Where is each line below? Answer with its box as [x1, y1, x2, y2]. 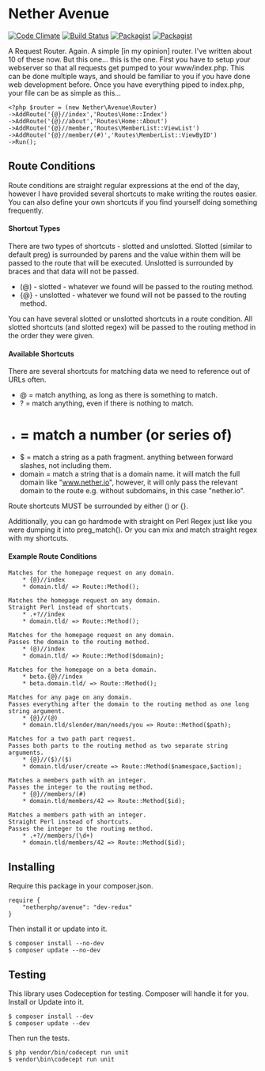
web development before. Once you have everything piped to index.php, [8, 80, 245, 89]
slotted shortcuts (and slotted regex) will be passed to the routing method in [8, 322, 256, 332]
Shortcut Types [8, 224, 61, 233]
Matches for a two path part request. [8, 735, 136, 743]
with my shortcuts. [8, 534, 69, 543]
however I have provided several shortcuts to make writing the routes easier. [8, 189, 258, 198]
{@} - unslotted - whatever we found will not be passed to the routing [19, 290, 247, 300]
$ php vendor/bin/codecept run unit [8, 1048, 129, 1056]
